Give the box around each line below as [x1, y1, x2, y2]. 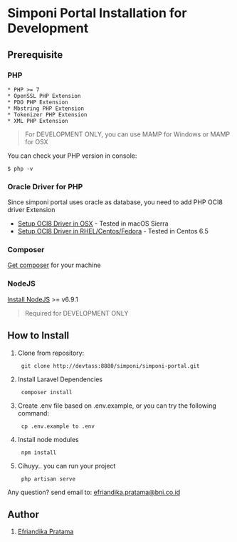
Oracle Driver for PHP [7, 181, 83, 191]
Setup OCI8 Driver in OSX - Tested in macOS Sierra [17, 219, 169, 228]
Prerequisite [7, 49, 63, 61]
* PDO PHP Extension [7, 99, 69, 106]
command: [17, 408, 50, 417]
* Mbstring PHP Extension [7, 105, 84, 112]
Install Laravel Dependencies [17, 375, 103, 383]
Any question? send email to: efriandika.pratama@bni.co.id [7, 488, 181, 496]
